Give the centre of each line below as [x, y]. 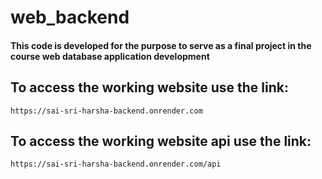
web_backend [70, 17]
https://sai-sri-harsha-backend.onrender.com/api [116, 164]
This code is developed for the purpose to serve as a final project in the [161, 45]
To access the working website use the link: [149, 87]
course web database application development [110, 56]
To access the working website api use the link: [161, 141]
